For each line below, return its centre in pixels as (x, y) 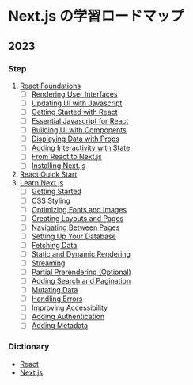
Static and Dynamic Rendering (81, 253)
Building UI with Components (79, 130)
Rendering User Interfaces (74, 94)
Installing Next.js (59, 166)
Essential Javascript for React (80, 121)
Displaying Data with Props (76, 139)
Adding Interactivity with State (81, 148)
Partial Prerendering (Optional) (81, 272)
